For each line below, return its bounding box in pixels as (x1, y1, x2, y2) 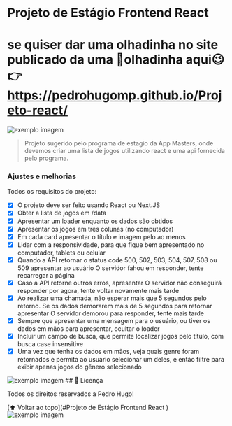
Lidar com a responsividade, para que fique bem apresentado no (17, 240, 205, 249)
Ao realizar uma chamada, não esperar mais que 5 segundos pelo (17, 294, 208, 302)
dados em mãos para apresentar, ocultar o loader (17, 325, 160, 333)
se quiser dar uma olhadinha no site (7, 37, 219, 53)
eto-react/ (7, 103, 68, 118)
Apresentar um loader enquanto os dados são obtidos (17, 217, 173, 225)
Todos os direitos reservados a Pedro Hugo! (7, 390, 134, 398)
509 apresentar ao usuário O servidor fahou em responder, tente (17, 264, 204, 272)
